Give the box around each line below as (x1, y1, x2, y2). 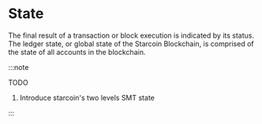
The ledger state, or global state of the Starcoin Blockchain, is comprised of (8, 38, 254, 48)
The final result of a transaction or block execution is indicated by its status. (8, 31, 255, 40)
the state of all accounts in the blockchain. (8, 47, 146, 57)
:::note (8, 62, 29, 71)
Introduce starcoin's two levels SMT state (19, 93, 155, 102)
